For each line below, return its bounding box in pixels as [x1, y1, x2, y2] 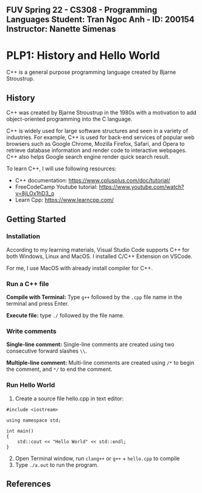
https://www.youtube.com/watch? [99, 183, 184, 191]
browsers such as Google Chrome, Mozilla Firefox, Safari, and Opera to [6, 140, 185, 148]
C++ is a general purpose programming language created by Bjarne [6, 68, 176, 76]
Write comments [6, 327, 57, 336]
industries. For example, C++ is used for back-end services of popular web [6, 134, 195, 141]
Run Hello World [6, 381, 55, 389]
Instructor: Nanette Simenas [6, 24, 116, 34]
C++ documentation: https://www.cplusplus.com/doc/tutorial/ [15, 177, 170, 184]
